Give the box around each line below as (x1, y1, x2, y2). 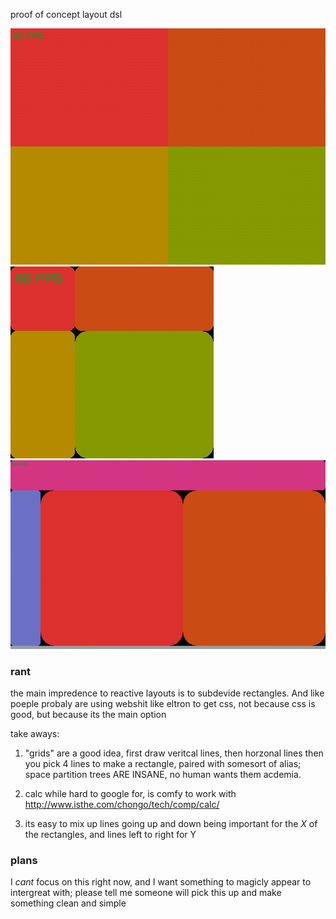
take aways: (10, 728, 60, 739)
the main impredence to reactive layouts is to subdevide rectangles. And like (10, 687, 325, 699)
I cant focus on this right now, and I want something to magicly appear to (10, 876, 312, 888)
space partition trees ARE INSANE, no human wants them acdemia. (24, 769, 302, 780)
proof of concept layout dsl (10, 9, 123, 20)
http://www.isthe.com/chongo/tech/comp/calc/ (24, 799, 220, 810)
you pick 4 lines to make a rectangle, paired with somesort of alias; (24, 758, 302, 769)
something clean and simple (10, 897, 127, 909)
